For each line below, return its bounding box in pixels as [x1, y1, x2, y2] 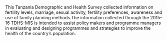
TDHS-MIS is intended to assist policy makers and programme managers [10, 20, 161, 26]
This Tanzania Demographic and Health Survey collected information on [5, 4, 153, 10]
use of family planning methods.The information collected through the [5, 15, 149, 20]
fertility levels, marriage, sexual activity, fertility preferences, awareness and [5, 9, 162, 15]
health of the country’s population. [5, 31, 76, 36]
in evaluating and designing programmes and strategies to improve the [5, 25, 151, 31]
